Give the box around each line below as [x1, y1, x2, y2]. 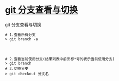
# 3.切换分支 [5, 66, 29, 71]
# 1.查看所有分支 [5, 32, 36, 37]
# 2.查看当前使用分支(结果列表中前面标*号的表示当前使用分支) [5, 56, 115, 61]
